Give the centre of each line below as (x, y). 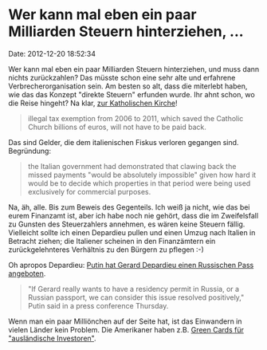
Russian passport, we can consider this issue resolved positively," (136, 297)
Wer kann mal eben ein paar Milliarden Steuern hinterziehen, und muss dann (134, 69)
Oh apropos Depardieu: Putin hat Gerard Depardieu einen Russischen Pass (131, 265)
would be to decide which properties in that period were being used (139, 183)
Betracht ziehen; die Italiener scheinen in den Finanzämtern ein (112, 241)
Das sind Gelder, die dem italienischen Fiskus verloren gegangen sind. (124, 142)
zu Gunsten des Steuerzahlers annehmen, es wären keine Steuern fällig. (127, 224)
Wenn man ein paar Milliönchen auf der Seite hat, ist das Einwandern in (125, 321)
